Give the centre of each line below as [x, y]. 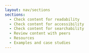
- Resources [22, 38]
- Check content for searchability [47, 29]
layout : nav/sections [28, 10]
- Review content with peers [40, 33]
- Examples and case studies [40, 43]
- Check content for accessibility [47, 24]
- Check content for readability [45, 19]
